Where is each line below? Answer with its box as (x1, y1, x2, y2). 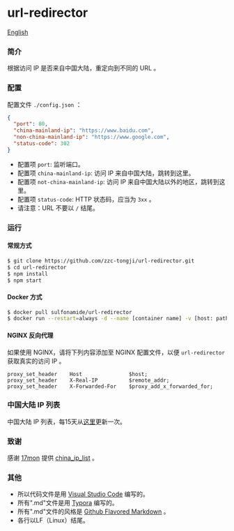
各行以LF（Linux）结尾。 (17, 516, 89, 525)
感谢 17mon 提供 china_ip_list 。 (7, 454, 99, 462)
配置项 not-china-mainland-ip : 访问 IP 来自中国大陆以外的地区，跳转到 (17, 177, 219, 186)
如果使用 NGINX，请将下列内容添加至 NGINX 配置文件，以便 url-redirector (7, 347, 225, 357)
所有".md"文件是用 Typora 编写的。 (17, 499, 118, 507)
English (7, 28, 29, 36)
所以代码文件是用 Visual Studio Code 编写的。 (17, 490, 150, 498)
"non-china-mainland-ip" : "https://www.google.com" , (13, 134, 170, 141)
